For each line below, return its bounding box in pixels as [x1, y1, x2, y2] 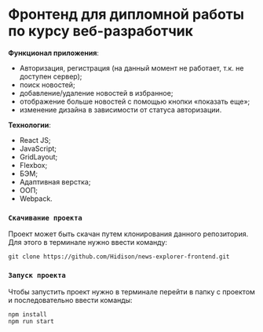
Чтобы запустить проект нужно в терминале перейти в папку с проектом [8, 286, 255, 296]
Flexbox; [19, 160, 48, 170]
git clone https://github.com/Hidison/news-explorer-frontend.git [8, 253, 230, 261]
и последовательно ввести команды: [8, 295, 133, 305]
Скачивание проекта [8, 213, 82, 222]
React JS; [19, 135, 51, 144]
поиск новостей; [19, 80, 76, 89]
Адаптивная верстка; [19, 177, 91, 186]
